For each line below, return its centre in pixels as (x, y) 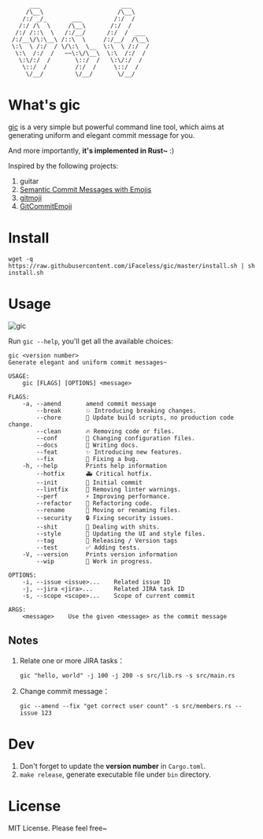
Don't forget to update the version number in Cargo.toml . (113, 766)
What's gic (44, 105)
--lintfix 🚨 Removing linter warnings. (109, 489)
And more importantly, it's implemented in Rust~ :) (91, 150)
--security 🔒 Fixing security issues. (106, 518)
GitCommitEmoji (46, 206)
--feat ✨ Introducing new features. (109, 452)
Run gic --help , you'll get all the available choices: (91, 341)
